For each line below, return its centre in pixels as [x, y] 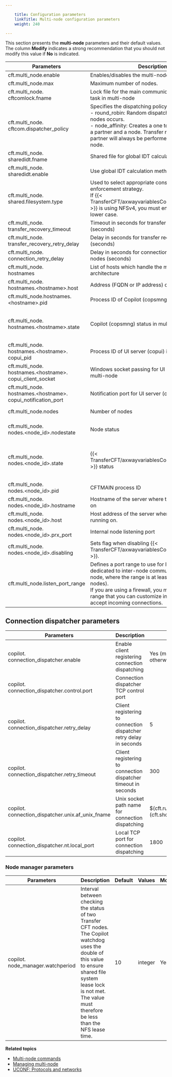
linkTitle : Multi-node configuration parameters [67, 19]
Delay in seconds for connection [129, 252]
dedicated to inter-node [119, 571]
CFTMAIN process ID [116, 488]
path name [128, 805]
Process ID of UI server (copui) [127, 351]
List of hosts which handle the [126, 267]
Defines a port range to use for [127, 564]
